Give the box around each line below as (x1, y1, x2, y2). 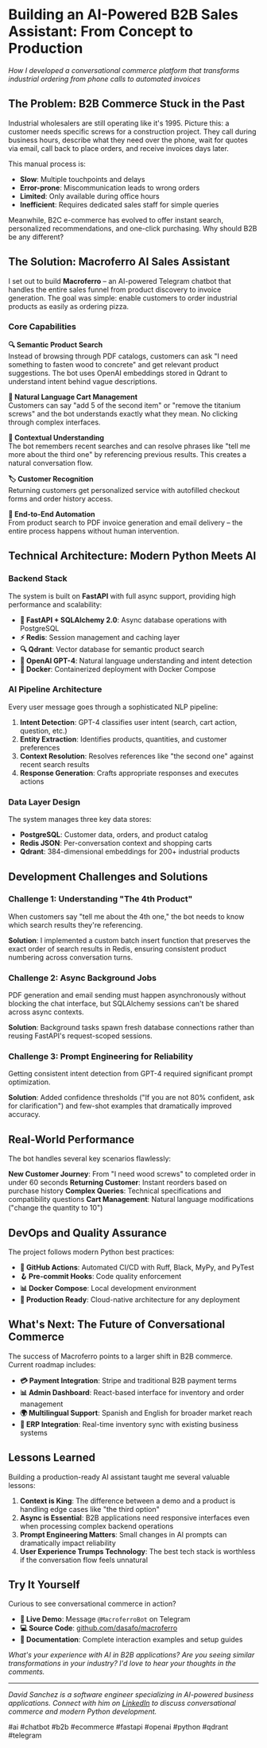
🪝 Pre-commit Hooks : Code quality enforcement (19, 1272, 182, 1281)
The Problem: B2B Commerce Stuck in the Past (8, 97, 245, 110)
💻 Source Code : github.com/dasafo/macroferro (19, 1623, 178, 1633)
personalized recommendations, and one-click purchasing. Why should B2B (8, 223, 257, 233)
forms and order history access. (8, 494, 114, 503)
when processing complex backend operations (19, 1521, 174, 1531)
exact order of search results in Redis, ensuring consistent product (8, 944, 227, 953)
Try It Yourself (8, 1578, 81, 1591)
